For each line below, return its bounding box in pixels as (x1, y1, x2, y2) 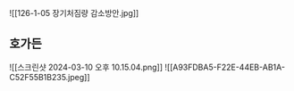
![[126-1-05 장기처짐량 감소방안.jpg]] (9, 8, 139, 18)
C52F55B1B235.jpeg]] (9, 71, 91, 82)
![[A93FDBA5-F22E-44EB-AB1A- (164, 62, 286, 72)
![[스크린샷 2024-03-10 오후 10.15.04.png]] (9, 62, 164, 72)
